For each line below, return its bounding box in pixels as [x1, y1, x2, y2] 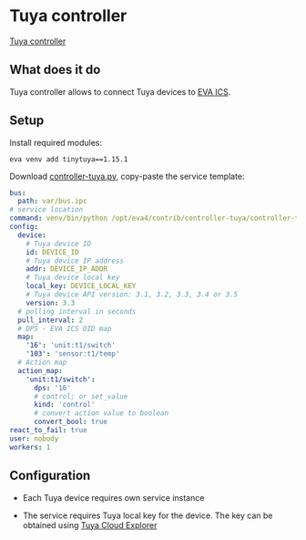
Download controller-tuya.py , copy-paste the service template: [9, 171, 245, 182]
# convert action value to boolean [33, 409, 169, 418]
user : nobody [9, 434, 59, 443]
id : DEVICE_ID [25, 247, 79, 256]
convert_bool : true [33, 417, 107, 427]
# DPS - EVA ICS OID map [17, 324, 112, 333]
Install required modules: [9, 137, 103, 148]
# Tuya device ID [25, 239, 92, 248]
